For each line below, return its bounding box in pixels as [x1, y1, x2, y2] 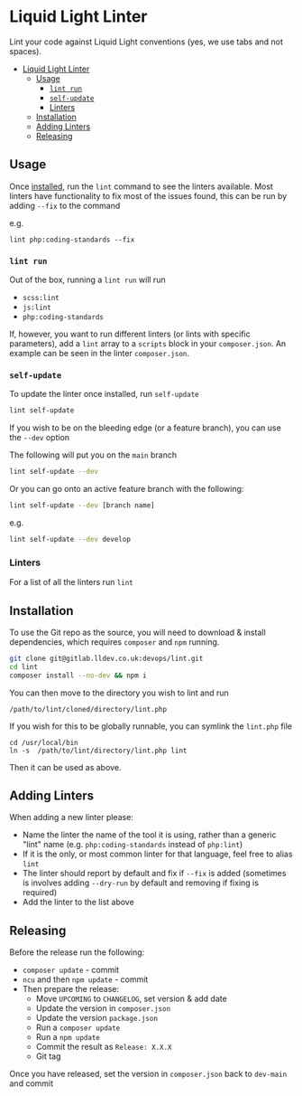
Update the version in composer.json [35, 1003, 171, 1014]
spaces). [9, 45, 42, 56]
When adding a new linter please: [9, 812, 133, 823]
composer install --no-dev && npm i [9, 671, 147, 680]
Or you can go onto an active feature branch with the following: [9, 484, 244, 495]
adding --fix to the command [9, 200, 121, 211]
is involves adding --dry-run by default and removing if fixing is [22, 877, 260, 888]
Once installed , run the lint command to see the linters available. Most [9, 181, 273, 192]
